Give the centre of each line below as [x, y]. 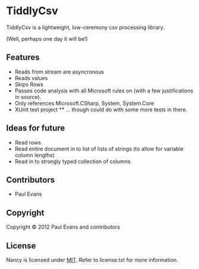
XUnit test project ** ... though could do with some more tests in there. [101, 109]
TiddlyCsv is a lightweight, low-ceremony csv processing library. [86, 27]
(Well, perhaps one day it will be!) [47, 39]
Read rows [28, 142]
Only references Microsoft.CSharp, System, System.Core [84, 103]
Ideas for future [36, 128]
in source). [28, 97]
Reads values [31, 78]
